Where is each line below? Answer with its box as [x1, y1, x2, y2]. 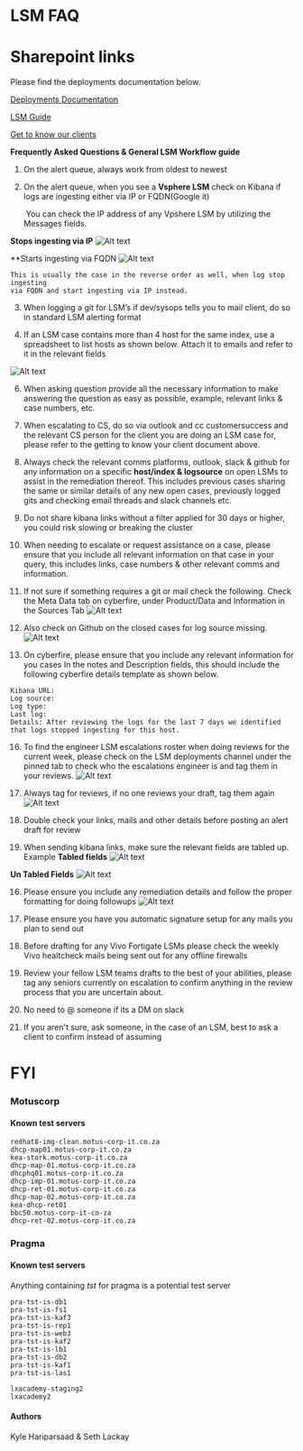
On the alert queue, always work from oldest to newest [23, 164, 228, 175]
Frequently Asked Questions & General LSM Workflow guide [10, 146, 241, 158]
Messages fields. [23, 218, 87, 229]
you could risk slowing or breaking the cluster [23, 522, 194, 533]
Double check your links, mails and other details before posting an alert [23, 815, 289, 826]
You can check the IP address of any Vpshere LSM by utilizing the [25, 208, 271, 219]
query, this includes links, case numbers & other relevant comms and [23, 559, 280, 569]
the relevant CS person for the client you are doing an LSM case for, [23, 430, 276, 440]
